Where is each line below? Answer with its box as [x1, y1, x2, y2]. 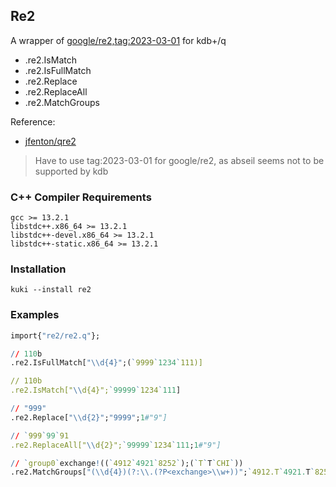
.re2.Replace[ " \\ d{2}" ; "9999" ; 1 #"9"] [10, 412, 168, 423]
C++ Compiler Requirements [10, 190, 152, 204]
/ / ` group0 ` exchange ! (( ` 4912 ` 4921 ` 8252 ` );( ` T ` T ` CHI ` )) [10, 458, 244, 468]
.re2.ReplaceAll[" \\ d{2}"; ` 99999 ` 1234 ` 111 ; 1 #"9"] [10, 440, 222, 450]
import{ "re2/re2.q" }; [10, 330, 101, 341]
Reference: [10, 115, 56, 128]
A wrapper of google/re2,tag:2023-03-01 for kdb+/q [10, 34, 227, 46]
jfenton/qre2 [24, 135, 77, 147]
